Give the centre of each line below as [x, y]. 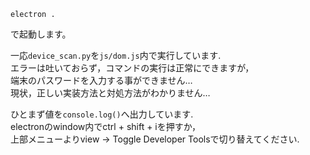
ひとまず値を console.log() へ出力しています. [102, 114]
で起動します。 [41, 34]
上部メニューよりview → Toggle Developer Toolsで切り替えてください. [155, 139]
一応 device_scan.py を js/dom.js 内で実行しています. [116, 55]
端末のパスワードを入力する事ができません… [101, 80]
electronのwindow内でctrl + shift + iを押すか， [105, 126]
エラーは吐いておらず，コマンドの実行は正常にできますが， [132, 68]
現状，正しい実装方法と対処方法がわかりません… [110, 93]
